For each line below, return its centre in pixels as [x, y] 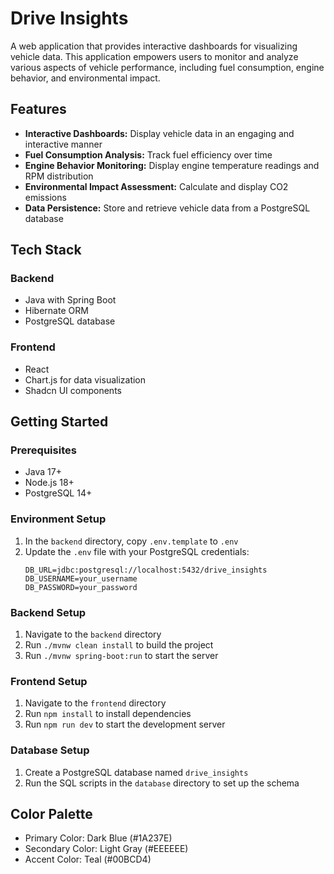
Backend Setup [48, 612]
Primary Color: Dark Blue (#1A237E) [98, 838]
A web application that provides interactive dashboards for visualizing [154, 46]
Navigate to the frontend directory [95, 703]
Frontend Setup [49, 681]
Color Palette [51, 814]
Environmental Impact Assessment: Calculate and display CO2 [156, 186]
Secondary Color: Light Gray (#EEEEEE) [106, 849]
